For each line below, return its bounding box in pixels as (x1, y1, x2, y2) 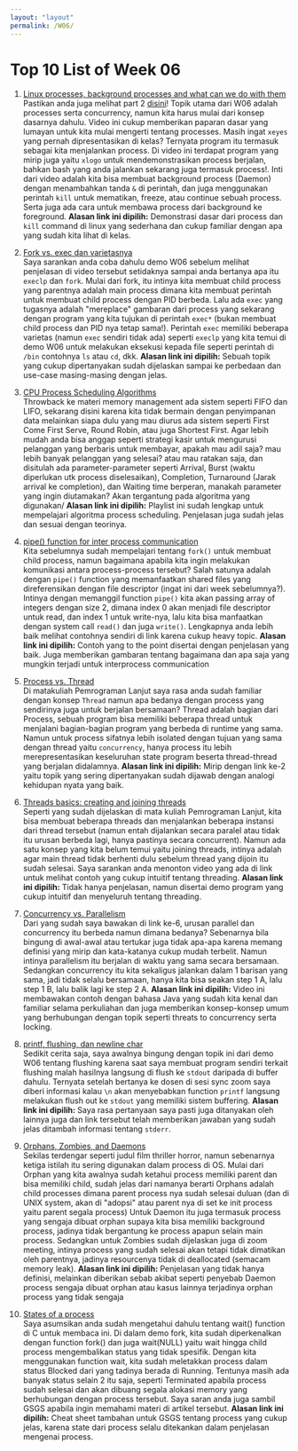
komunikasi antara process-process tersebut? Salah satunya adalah (22, 564, 271, 575)
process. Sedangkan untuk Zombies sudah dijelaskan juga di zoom (22, 1235, 268, 1246)
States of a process (22, 1309, 95, 1320)
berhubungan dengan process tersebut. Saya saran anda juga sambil (22, 1394, 276, 1405)
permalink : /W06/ (10, 21, 74, 30)
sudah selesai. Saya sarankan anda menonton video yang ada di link (22, 863, 273, 874)
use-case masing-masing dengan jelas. (22, 370, 168, 381)
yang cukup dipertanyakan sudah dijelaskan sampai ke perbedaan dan (22, 360, 282, 371)
